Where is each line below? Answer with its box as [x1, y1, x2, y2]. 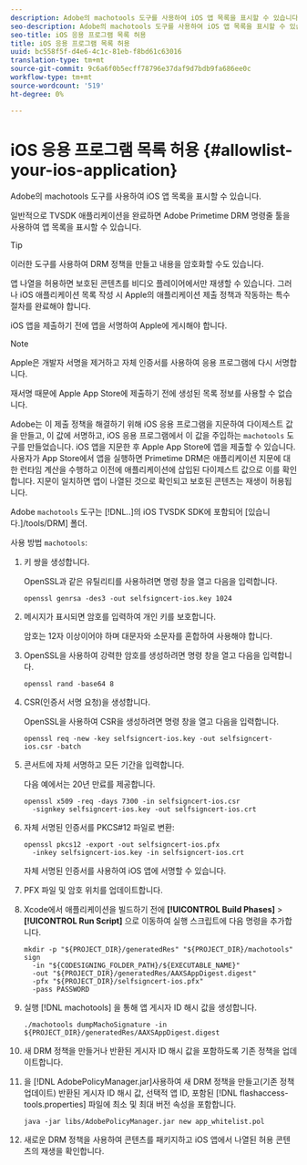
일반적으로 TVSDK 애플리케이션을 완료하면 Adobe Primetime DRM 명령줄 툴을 [10, 211, 291, 222]
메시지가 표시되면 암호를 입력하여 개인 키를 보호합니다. [23, 612, 217, 623]
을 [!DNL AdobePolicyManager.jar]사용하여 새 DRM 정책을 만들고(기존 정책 [23, 1077, 295, 1088]
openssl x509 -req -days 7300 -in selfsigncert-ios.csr [23, 797, 240, 807]
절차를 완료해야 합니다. [10, 301, 91, 312]
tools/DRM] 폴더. [26, 518, 87, 529]
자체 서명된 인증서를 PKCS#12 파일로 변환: [23, 822, 176, 833]
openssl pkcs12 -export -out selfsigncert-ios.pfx [23, 840, 220, 850]
